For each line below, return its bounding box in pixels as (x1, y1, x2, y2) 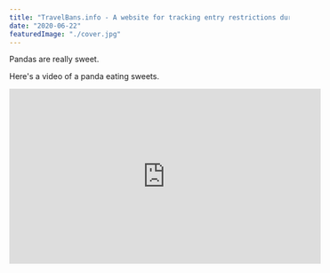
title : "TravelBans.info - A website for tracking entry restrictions (9, 12, 277, 22)
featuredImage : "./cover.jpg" (9, 29, 122, 38)
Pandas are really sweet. (9, 54, 100, 65)
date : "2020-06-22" (9, 21, 82, 30)
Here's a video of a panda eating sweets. (9, 71, 160, 82)
